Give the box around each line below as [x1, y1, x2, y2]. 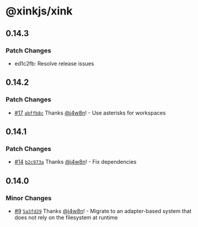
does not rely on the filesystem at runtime [14, 214, 118, 221]
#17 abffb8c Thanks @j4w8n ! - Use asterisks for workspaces [14, 109, 166, 116]
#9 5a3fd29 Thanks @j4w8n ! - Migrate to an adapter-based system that [14, 207, 192, 214]
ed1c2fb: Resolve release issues [14, 60, 94, 67]
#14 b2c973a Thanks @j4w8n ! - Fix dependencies [14, 158, 137, 166]
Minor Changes [5, 194, 52, 202]
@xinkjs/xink [5, 4, 73, 18]
